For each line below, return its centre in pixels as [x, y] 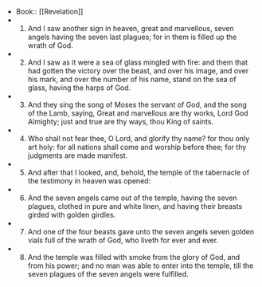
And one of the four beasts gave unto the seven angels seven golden [141, 232]
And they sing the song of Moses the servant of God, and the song [137, 104]
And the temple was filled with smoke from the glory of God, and [134, 257]
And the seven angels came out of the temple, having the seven [132, 198]
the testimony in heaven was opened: [89, 181]
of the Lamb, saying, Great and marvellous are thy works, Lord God [138, 113]
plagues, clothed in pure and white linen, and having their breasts [135, 206]
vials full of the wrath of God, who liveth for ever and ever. [123, 240]
